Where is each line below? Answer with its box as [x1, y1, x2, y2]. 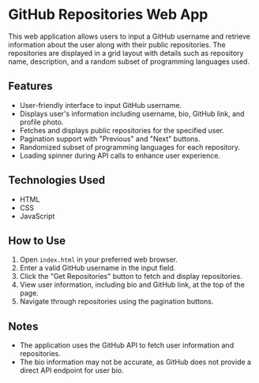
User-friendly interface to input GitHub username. [19, 100, 182, 110]
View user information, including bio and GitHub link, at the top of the [19, 280, 245, 289]
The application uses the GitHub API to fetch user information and [19, 340, 235, 350]
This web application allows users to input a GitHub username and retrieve [8, 32, 251, 41]
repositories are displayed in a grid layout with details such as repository [8, 48, 244, 58]
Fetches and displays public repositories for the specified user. [19, 125, 225, 135]
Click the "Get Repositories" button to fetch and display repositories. [19, 272, 242, 281]
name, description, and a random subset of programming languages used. [8, 57, 250, 66]
